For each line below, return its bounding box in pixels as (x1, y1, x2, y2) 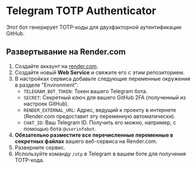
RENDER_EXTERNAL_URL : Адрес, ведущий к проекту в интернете (23, 106, 177, 113)
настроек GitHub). (23, 100, 69, 107)
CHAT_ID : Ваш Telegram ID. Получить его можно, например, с (23, 119, 177, 126)
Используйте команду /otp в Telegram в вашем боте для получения (14, 150, 187, 157)
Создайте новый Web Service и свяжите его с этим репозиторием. (14, 69, 185, 76)
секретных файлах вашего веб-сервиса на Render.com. (14, 137, 158, 145)
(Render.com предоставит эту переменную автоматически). (23, 112, 176, 120)
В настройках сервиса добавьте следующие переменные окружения (14, 75, 191, 82)
